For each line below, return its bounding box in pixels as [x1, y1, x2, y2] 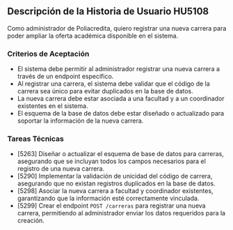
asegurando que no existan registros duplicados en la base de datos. [17, 179, 216, 187]
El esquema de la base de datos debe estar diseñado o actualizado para [17, 109, 225, 118]
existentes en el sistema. [17, 102, 88, 110]
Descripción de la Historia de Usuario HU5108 [7, 6, 209, 17]
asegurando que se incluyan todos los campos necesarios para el [17, 157, 207, 166]
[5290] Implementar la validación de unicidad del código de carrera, [17, 172, 213, 181]
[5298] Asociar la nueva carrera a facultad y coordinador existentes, [17, 187, 214, 195]
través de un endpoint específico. [17, 72, 114, 81]
